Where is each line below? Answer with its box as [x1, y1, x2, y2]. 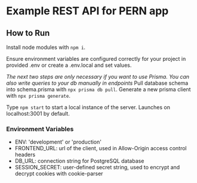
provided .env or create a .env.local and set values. [6, 61, 132, 69]
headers [14, 151, 36, 159]
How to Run [6, 28, 50, 38]
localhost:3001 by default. [6, 110, 70, 117]
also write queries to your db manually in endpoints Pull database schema [6, 79, 189, 86]
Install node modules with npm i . [6, 44, 85, 51]
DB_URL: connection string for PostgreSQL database [14, 157, 144, 165]
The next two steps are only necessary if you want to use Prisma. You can [6, 73, 190, 80]
